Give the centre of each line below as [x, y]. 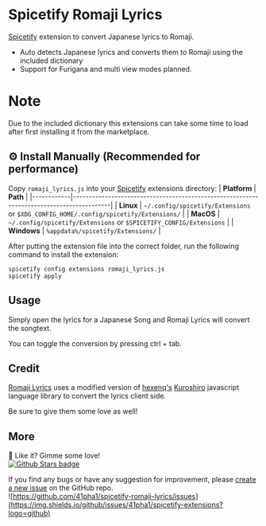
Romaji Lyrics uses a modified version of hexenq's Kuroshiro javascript [124, 388]
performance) [44, 169]
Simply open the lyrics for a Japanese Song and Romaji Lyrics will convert [129, 319]
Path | [18, 197]
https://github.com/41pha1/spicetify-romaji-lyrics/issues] [106, 497]
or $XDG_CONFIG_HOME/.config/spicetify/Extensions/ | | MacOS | [114, 213]
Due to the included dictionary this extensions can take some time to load [128, 123]
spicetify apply [35, 276]
